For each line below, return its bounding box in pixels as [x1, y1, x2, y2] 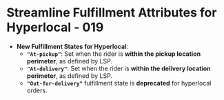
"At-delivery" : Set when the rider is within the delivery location [26, 64, 211, 72]
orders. [26, 86, 48, 94]
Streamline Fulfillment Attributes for [6, 5, 217, 21]
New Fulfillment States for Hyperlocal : [16, 42, 129, 50]
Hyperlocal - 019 [6, 19, 104, 35]
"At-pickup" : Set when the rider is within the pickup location [26, 50, 201, 58]
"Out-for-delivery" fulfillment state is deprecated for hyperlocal [26, 79, 212, 87]
